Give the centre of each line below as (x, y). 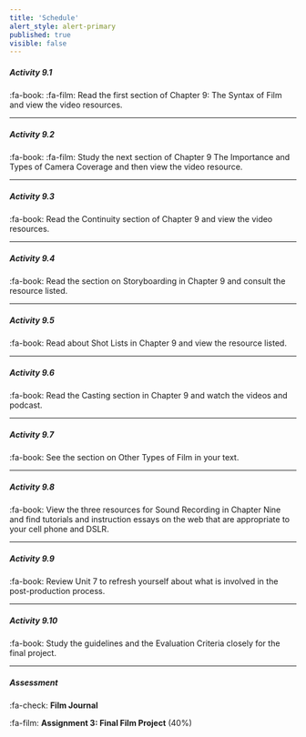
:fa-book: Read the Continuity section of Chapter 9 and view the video (141, 219)
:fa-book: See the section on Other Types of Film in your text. (124, 458)
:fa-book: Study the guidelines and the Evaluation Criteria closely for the (145, 643)
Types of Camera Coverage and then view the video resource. (126, 167)
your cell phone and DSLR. (59, 529)
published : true (40, 35)
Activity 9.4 (32, 258)
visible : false (38, 43)
